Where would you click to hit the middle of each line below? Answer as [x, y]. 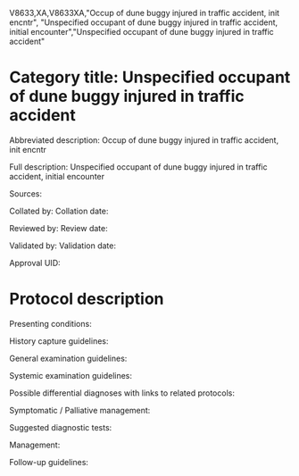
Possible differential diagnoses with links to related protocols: [122, 393]
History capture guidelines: [59, 341]
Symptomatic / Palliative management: [80, 410]
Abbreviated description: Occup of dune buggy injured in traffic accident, [144, 140]
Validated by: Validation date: [62, 246]
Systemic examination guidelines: [71, 375]
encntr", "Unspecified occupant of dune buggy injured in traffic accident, [144, 22]
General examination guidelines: [68, 358]
